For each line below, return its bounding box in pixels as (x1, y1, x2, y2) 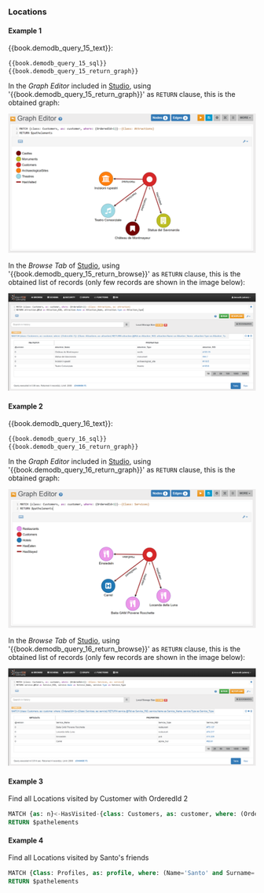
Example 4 (8, 836, 44, 845)
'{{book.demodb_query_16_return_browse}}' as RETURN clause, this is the (8, 644, 241, 654)
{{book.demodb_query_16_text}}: (8, 419, 113, 428)
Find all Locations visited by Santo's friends (8, 853, 149, 862)
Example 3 (8, 776, 43, 786)
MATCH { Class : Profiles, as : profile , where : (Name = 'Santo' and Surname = (8, 869, 255, 877)
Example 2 (8, 401, 43, 411)
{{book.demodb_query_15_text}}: (8, 43, 114, 53)
